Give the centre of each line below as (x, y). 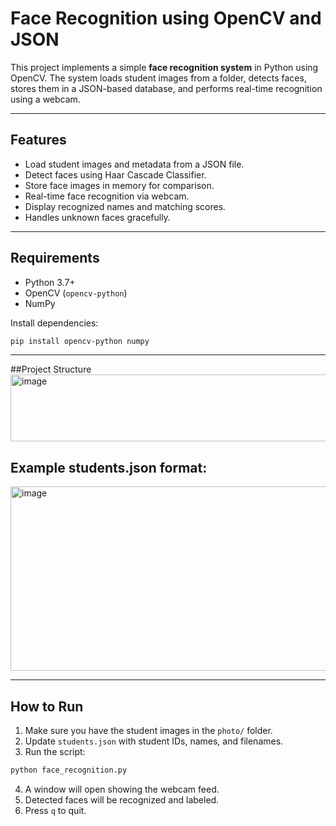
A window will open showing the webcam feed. (122, 789)
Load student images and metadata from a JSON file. (134, 164)
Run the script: (55, 752)
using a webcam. (45, 99)
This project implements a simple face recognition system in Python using (164, 67)
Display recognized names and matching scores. (125, 206)
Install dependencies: (54, 323)
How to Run (47, 706)
